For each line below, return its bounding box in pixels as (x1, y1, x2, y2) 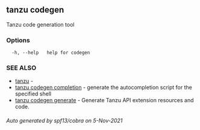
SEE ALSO (6, 63, 37, 72)
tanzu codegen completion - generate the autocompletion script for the (14, 84, 193, 91)
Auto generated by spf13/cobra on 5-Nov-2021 (6, 117, 123, 124)
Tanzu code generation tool (6, 21, 75, 28)
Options (6, 36, 30, 44)
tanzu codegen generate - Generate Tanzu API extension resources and (14, 97, 194, 104)
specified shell (14, 90, 52, 97)
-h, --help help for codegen (11, 50, 90, 56)
